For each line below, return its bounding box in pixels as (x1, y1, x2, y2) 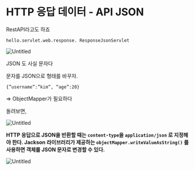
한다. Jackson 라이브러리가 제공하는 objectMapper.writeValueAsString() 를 (12, 138, 189, 145)
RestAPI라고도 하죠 (6, 26, 50, 33)
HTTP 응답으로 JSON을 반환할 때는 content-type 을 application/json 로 (6, 131, 173, 138)
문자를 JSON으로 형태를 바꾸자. (6, 72, 78, 79)
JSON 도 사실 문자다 (6, 60, 53, 67)
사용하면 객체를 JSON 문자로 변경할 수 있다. (6, 146, 105, 153)
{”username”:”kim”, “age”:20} (6, 84, 80, 90)
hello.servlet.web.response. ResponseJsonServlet (6, 38, 130, 43)
